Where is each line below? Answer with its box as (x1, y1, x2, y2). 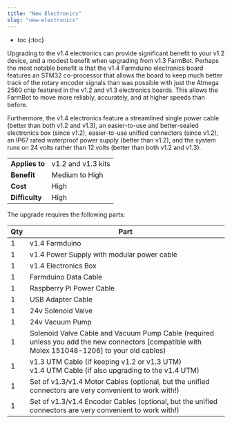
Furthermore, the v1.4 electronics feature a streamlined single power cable (7, 113, 220, 122)
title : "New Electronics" (7, 10, 81, 17)
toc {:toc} (17, 35, 45, 44)
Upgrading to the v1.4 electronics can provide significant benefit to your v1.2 (7, 49, 225, 57)
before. (7, 100, 28, 109)
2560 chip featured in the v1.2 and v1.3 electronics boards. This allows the (7, 86, 219, 94)
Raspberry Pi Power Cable (30, 283, 115, 293)
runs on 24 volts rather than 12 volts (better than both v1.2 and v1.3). (7, 143, 202, 151)
